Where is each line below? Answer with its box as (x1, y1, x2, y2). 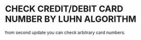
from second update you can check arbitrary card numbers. (5, 29, 125, 35)
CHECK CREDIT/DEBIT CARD (5, 3, 123, 14)
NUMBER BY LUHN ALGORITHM (5, 13, 137, 25)
